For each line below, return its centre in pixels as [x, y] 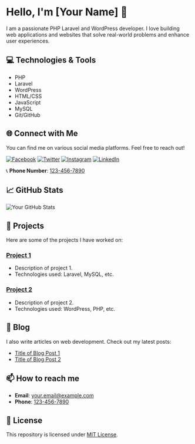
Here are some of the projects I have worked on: [65, 240]
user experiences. [28, 41]
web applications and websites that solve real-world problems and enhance [98, 34]
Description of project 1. [43, 268]
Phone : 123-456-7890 [42, 402]
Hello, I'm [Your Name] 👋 [67, 12]
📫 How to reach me [43, 378]
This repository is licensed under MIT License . [62, 435]
